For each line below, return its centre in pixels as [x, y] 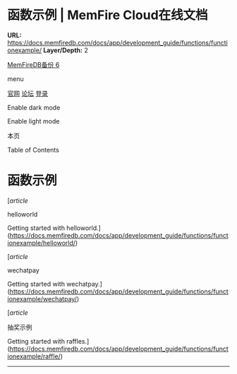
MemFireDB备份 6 [34, 64]
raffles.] [78, 341]
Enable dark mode [34, 107]
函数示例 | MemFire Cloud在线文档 [108, 15]
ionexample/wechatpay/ [42, 298]
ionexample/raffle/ [34, 356]
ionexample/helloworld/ [42, 243]
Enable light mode [34, 121]
